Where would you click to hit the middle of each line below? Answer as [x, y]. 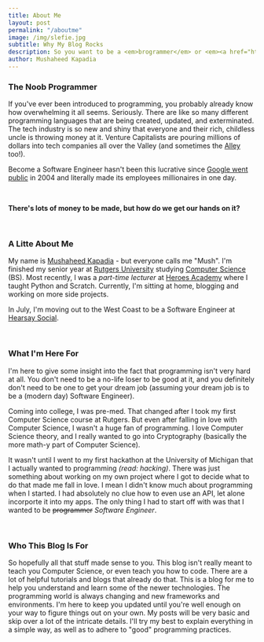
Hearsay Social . [33, 318]
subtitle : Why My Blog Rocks [56, 45]
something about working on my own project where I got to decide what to [129, 476]
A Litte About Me [41, 244]
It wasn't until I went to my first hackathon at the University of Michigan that [131, 459]
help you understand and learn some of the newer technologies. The [119, 588]
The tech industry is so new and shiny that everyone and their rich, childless [132, 129]
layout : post [29, 23]
